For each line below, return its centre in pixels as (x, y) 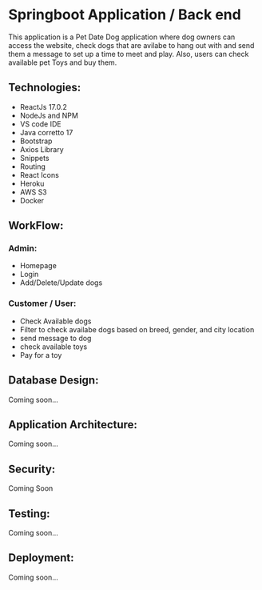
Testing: (29, 514)
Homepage (38, 266)
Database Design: (54, 381)
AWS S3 (34, 192)
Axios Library (42, 149)
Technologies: (45, 88)
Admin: (23, 248)
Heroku (32, 183)
